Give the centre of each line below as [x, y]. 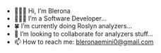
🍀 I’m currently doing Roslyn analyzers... [73, 26]
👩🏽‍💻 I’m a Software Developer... [60, 18]
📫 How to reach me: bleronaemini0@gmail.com [84, 42]
